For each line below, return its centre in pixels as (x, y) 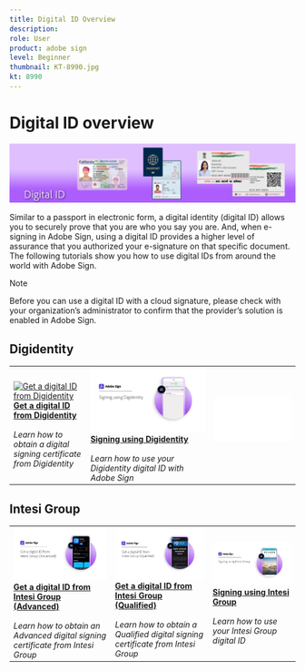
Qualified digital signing (159, 634)
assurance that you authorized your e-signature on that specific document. (150, 247)
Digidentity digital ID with (137, 468)
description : (34, 29)
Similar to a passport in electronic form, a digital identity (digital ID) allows (148, 218)
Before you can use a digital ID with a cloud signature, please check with (145, 301)
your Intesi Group (245, 631)
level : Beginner (40, 58)
